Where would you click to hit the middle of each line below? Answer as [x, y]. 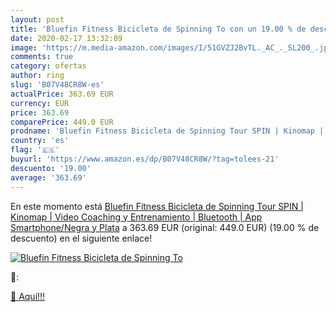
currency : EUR [40, 103]
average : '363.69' [48, 177]
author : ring [37, 76]
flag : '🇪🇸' [35, 150]
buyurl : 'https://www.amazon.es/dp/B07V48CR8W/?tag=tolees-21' [145, 159]
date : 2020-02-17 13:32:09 [66, 38]
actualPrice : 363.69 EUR [62, 94]
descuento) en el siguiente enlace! [81, 238]
